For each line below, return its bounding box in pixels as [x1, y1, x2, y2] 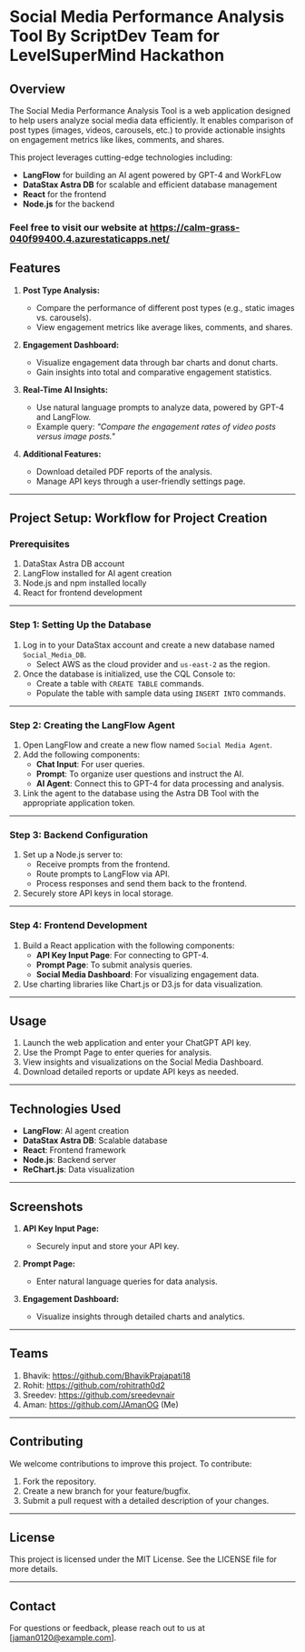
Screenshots [9, 1198, 84, 1215]
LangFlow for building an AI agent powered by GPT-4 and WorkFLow [22, 170, 282, 180]
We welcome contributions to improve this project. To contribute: [9, 1457, 252, 1469]
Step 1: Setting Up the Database [9, 618, 152, 631]
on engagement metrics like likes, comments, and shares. [9, 135, 225, 145]
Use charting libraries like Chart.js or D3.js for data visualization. [22, 978, 263, 989]
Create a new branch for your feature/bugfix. [22, 1485, 191, 1497]
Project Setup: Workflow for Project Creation [9, 511, 268, 526]
